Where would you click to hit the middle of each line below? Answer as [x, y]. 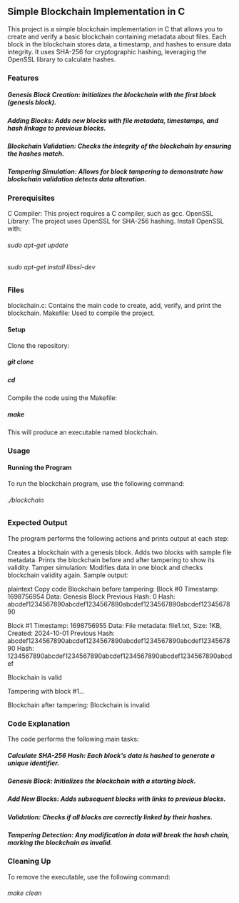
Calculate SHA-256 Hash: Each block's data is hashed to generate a [111, 755]
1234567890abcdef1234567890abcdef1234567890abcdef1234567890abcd [120, 656]
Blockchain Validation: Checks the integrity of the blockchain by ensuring [119, 146]
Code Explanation [39, 723]
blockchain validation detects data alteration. [77, 179]
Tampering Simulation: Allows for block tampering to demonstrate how [115, 171]
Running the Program [40, 468]
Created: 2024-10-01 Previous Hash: [61, 633]
